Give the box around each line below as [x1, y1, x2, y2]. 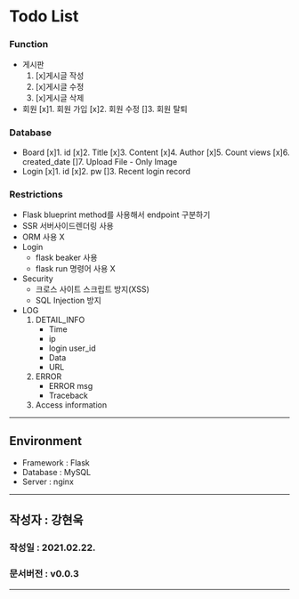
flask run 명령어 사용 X [35, 263, 116, 274]
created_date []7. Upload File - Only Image [21, 156, 178, 166]
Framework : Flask [21, 457, 91, 468]
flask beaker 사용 [35, 252, 98, 263]
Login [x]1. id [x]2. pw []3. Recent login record [21, 166, 191, 176]
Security [21, 273, 53, 284]
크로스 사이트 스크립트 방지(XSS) [35, 284, 149, 295]
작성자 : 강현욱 [9, 513, 84, 528]
